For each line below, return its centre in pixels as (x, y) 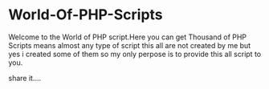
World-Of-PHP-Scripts (86, 15)
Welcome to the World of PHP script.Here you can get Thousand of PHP (128, 37)
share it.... (25, 78)
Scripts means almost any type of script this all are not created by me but (130, 45)
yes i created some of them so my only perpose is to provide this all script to (135, 54)
